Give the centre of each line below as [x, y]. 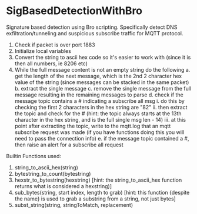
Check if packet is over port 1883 [55, 45]
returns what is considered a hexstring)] [63, 186]
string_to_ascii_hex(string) [46, 167]
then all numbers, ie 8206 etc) [51, 63]
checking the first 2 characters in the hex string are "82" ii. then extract [101, 107]
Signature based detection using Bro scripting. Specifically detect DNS [92, 27]
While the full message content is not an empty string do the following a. [102, 69]
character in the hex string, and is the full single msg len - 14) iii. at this [100, 119]
